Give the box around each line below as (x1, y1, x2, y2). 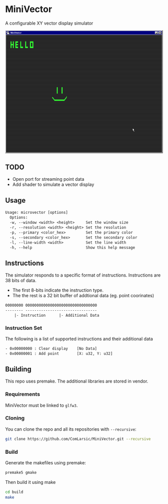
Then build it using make (5, 479, 56, 485)
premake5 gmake (5, 470, 37, 475)
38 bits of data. (5, 278, 36, 284)
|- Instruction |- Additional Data (14, 313, 99, 318)
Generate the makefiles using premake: (5, 459, 86, 465)
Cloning (5, 415, 25, 422)
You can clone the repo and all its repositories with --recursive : (5, 426, 136, 432)
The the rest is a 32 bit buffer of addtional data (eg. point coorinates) (12, 293, 154, 299)
